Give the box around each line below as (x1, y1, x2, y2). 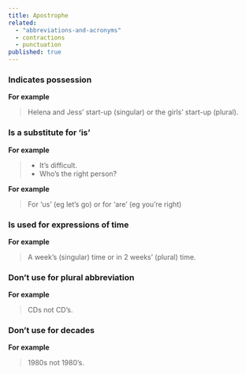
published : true (8, 48, 61, 56)
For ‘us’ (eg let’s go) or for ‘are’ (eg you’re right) (27, 199, 182, 209)
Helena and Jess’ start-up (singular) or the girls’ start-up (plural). (27, 107, 239, 117)
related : (8, 19, 37, 27)
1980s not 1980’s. (27, 358, 85, 368)
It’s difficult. (39, 160, 77, 170)
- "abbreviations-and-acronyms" (15, 26, 122, 34)
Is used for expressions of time (8, 219, 129, 230)
